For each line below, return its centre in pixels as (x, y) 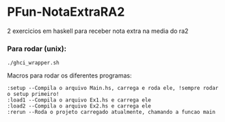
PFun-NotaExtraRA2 (66, 12)
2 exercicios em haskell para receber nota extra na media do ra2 (98, 31)
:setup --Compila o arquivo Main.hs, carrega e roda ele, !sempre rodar (113, 88)
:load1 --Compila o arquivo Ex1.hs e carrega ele (79, 100)
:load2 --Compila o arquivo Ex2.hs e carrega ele (79, 106)
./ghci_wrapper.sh (33, 63)
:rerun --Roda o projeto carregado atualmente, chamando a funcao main (111, 112)
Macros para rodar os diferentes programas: (69, 75)
